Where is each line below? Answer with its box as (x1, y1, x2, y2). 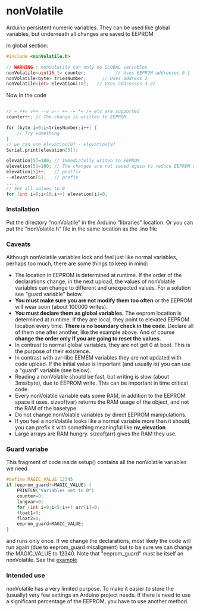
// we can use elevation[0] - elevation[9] (6, 142, 116, 148)
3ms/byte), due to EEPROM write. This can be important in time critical (14, 379, 189, 386)
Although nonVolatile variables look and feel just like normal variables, (6, 254, 177, 261)
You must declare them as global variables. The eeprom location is (14, 309, 182, 317)
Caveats (6, 240, 31, 248)
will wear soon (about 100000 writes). (14, 303, 108, 311)
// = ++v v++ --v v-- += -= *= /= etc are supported (6, 109, 140, 115)
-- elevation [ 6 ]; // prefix (6, 174, 79, 180)
